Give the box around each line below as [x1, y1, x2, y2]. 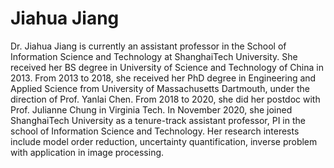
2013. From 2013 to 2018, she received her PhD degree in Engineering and [10, 72, 317, 84]
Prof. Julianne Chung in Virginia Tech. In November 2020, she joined [10, 103, 293, 116]
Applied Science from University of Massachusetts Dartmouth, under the [10, 82, 310, 94]
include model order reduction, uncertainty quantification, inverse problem [10, 135, 318, 147]
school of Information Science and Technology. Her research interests [10, 125, 300, 137]
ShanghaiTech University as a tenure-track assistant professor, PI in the [10, 114, 306, 126]
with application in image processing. [10, 146, 165, 158]
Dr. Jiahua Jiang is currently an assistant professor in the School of [10, 40, 287, 52]
